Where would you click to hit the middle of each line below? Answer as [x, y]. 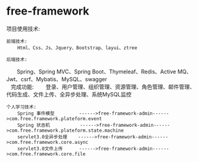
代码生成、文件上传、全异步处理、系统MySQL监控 [69, 94]
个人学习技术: [21, 107]
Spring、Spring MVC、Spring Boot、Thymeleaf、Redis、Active [97, 72]
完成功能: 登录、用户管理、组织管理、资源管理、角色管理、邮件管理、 [103, 87]
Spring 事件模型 [36, 113]
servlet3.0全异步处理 [42, 137]
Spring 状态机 [34, 125]
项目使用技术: [23, 29]
